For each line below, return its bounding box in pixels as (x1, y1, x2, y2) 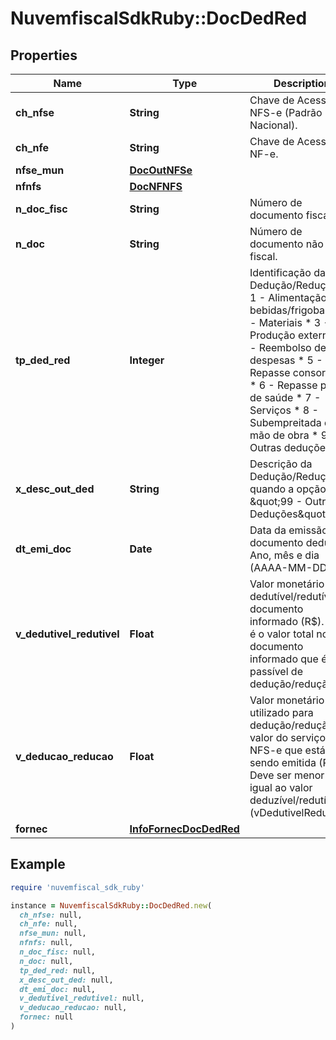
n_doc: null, (19, 956, 74, 966)
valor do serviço (249, 731, 326, 744)
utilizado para (249, 706, 314, 719)
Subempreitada (249, 416, 322, 429)
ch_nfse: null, (19, 910, 83, 920)
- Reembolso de (249, 341, 327, 354)
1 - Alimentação (249, 291, 328, 304)
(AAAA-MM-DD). (249, 561, 334, 574)
